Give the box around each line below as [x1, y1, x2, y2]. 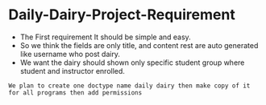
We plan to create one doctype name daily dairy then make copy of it [8, 82, 251, 90]
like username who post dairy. [19, 49, 121, 59]
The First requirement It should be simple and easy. [19, 32, 191, 42]
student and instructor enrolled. [19, 66, 125, 75]
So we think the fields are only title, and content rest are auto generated [19, 40, 259, 50]
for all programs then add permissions [8, 88, 143, 97]
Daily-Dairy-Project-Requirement [8, 6, 235, 24]
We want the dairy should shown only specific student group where [19, 58, 245, 67]
